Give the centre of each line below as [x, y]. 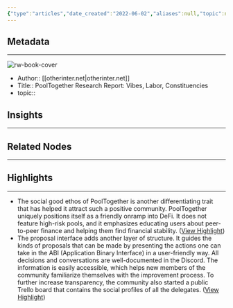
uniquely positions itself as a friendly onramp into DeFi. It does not [112, 216]
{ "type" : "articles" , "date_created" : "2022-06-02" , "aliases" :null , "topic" [114, 14]
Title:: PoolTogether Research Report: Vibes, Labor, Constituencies [113, 86]
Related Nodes [40, 146]
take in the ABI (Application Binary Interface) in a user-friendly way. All [118, 253]
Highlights [30, 178]
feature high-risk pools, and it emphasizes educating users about [110, 223]
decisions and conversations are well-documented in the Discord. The [118, 260]
